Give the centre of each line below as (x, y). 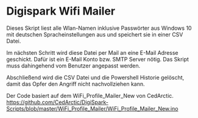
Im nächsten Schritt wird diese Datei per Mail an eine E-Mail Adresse (92, 52)
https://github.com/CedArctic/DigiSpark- (57, 102)
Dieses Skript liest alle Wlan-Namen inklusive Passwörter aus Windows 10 (99, 28)
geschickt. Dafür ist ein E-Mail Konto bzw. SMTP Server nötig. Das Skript (97, 59)
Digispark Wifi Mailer (61, 11)
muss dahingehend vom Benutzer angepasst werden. (73, 66)
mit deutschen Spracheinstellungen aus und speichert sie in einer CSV (95, 34)
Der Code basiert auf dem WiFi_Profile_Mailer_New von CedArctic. (90, 95)
